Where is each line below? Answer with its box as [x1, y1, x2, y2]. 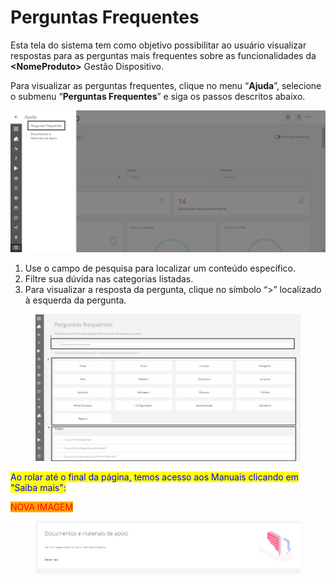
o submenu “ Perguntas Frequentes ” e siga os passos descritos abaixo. [10, 90, 306, 102]
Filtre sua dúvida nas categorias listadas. [24, 272, 194, 285]
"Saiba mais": [10, 482, 67, 494]
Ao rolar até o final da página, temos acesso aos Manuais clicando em [10, 471, 299, 483]
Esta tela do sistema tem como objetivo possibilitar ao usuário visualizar [10, 39, 307, 51]
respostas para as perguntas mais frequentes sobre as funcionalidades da [10, 49, 317, 61]
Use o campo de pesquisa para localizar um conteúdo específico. [24, 262, 297, 274]
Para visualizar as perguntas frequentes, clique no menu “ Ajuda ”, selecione [10, 79, 322, 91]
